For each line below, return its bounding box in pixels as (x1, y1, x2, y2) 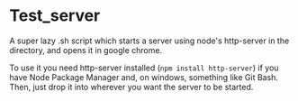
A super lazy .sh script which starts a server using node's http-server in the (9, 35, 290, 46)
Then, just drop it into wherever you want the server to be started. (9, 81, 254, 92)
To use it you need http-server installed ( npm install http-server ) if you (9, 62, 279, 73)
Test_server (9, 5, 101, 26)
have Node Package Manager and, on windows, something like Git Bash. (9, 71, 279, 82)
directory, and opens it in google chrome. (9, 44, 163, 55)
